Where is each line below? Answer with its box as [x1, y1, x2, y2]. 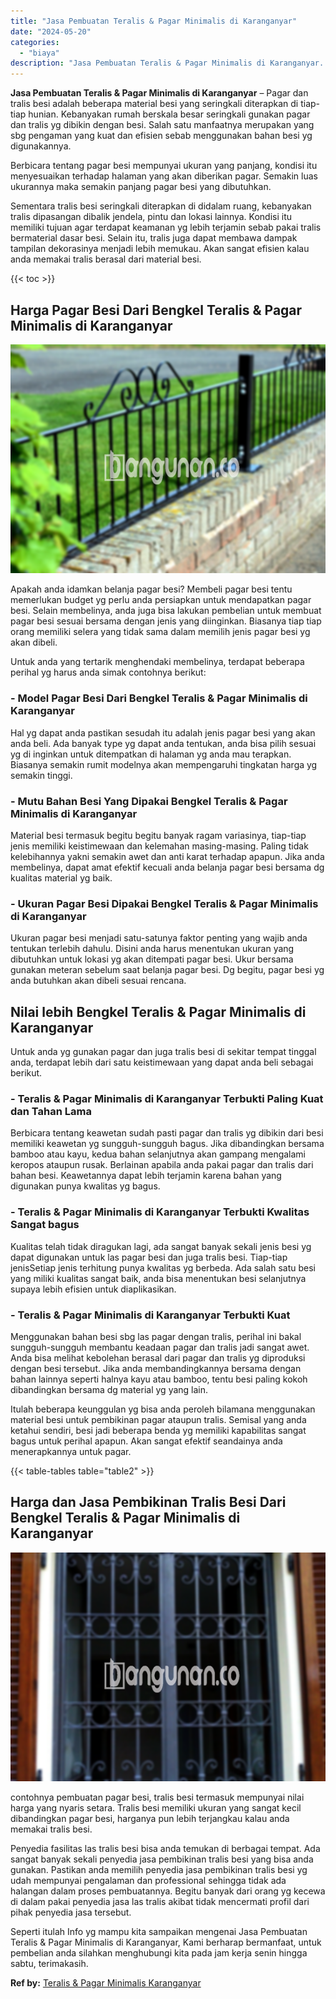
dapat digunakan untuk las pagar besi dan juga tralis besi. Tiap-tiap [10, 1251, 288, 1263]
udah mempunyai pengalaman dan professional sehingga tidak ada [10, 1875, 287, 1887]
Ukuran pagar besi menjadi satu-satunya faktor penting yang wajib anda [10, 932, 308, 944]
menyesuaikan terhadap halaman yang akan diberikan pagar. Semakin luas [10, 170, 319, 182]
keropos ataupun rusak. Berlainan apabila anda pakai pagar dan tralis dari [10, 1159, 314, 1171]
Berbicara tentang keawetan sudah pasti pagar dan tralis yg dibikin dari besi [10, 1127, 324, 1139]
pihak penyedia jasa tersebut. [10, 1906, 132, 1919]
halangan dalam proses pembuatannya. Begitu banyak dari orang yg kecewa [10, 1885, 326, 1897]
